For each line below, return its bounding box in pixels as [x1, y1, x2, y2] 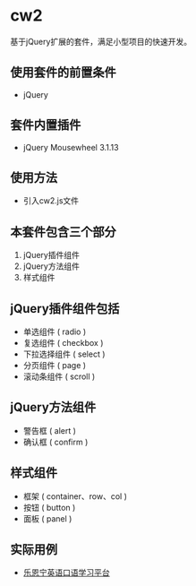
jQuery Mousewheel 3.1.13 [22, 142, 119, 152]
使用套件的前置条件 [10, 65, 116, 81]
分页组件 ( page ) [22, 360, 87, 370]
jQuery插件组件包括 [10, 301, 120, 316]
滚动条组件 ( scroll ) [22, 371, 96, 382]
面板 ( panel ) [22, 513, 72, 524]
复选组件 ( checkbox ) [22, 338, 104, 348]
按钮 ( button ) [22, 502, 76, 513]
